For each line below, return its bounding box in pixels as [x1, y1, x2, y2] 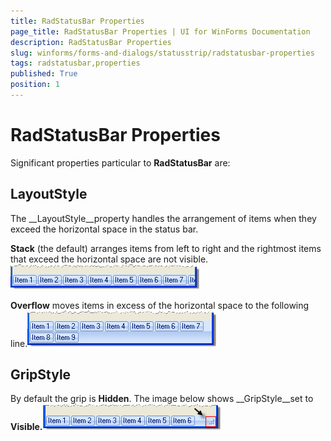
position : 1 [10, 80, 60, 90]
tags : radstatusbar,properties [10, 58, 141, 69]
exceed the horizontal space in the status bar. [10, 223, 199, 235]
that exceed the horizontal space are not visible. [10, 253, 209, 265]
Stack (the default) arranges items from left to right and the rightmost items [10, 242, 322, 254]
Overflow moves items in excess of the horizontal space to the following [10, 299, 310, 311]
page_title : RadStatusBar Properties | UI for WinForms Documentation [10, 26, 311, 37]
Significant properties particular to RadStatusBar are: [10, 156, 231, 169]
